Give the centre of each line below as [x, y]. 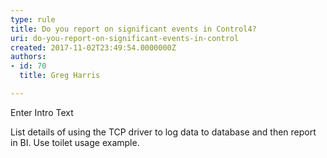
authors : [28, 57]
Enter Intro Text [42, 112]
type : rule [33, 19]
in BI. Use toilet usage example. [75, 142]
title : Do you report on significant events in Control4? [133, 29]
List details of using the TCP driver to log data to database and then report [163, 132]
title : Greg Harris [60, 76]
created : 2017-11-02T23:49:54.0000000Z [93, 47]
